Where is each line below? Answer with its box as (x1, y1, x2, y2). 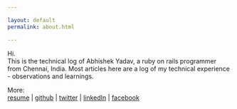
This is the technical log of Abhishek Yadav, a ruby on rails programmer (7, 56, 217, 65)
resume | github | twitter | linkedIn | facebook (7, 93, 140, 102)
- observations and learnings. (7, 72, 94, 81)
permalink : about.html (7, 23, 75, 31)
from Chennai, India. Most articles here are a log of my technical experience (7, 64, 230, 73)
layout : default (7, 16, 56, 24)
